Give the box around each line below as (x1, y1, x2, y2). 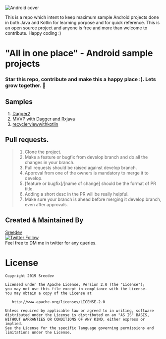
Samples (5, 97, 33, 106)
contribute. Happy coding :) (5, 30, 61, 36)
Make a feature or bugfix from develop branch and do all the (24, 154, 148, 160)
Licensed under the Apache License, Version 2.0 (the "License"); (5, 282, 145, 287)
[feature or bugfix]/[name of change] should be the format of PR (24, 180, 156, 186)
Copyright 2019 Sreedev (5, 273, 55, 278)
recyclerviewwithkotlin (12, 121, 58, 127)
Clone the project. (24, 149, 62, 155)
